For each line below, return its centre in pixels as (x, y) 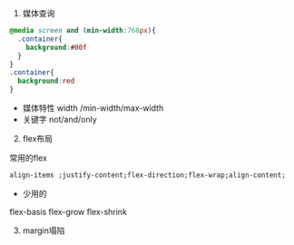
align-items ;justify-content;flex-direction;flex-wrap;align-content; (147, 175)
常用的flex (29, 158)
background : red (46, 81)
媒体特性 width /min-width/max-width (93, 108)
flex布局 (37, 138)
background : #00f (57, 47)
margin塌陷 (44, 230)
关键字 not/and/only (59, 119)
